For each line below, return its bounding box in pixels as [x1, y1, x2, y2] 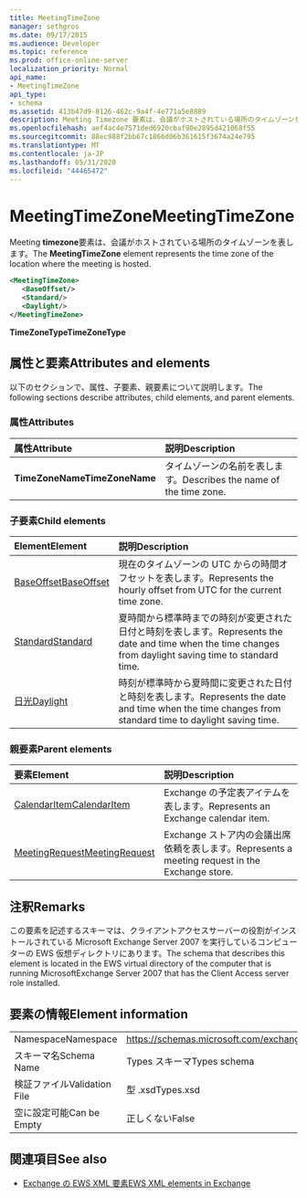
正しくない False [126, 1112, 196, 1125]
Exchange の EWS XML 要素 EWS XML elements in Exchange [22, 1177, 251, 1188]
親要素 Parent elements [9, 743, 112, 756]
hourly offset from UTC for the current [118, 583, 282, 596]
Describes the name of [182, 473, 281, 486]
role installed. [9, 978, 61, 989]
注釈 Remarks [9, 898, 86, 914]
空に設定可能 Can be [14, 1107, 101, 1119]
